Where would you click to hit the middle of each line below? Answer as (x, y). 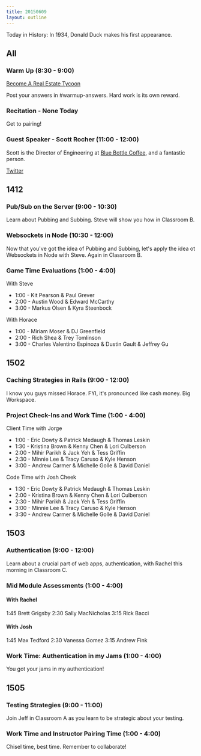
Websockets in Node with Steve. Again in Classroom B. (74, 255)
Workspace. (21, 399)
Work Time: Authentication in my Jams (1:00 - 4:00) (84, 656)
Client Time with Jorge (34, 428)
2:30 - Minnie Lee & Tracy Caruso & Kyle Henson (75, 459)
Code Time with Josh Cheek (41, 477)
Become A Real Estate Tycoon (43, 84)
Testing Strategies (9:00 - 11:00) (55, 705)
